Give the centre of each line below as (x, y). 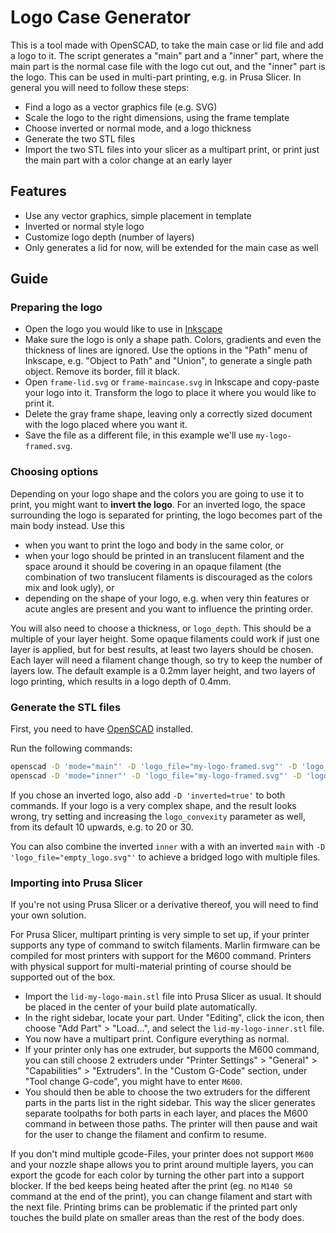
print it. (39, 403)
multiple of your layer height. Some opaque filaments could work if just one (165, 638)
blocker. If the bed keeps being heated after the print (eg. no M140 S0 (151, 1186)
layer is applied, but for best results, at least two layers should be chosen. (162, 649)
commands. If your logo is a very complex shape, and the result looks (153, 805)
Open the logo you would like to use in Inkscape (123, 329)
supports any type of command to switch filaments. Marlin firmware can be (165, 945)
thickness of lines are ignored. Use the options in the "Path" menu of (166, 350)
